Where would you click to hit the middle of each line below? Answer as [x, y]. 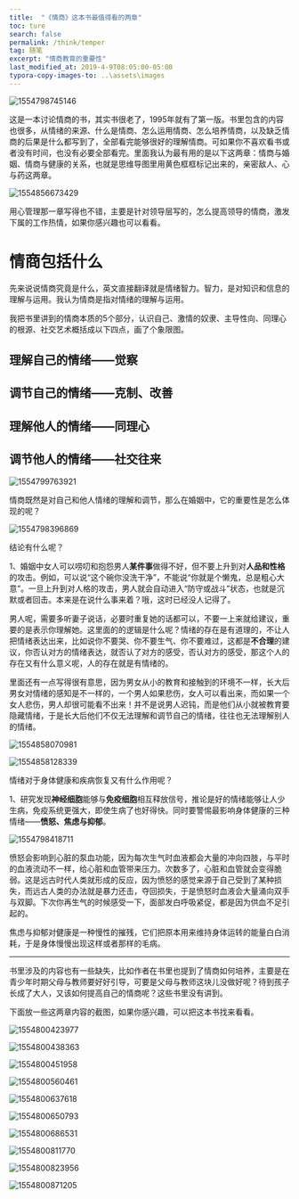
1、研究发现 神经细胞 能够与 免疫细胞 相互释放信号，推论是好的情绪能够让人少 [147, 799]
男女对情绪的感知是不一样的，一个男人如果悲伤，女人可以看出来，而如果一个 [149, 693]
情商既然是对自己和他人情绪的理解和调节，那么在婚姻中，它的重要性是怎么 [145, 499]
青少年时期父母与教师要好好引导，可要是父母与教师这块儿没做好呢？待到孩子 [149, 981]
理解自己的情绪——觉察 [73, 361]
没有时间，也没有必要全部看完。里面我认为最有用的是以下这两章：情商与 [149, 152]
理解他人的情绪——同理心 [79, 426]
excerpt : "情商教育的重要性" [58, 59]
